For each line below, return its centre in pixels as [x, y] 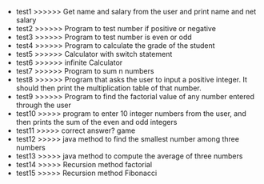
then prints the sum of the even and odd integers [96, 122]
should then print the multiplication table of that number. [108, 88]
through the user [44, 105]
